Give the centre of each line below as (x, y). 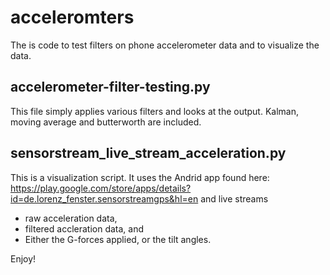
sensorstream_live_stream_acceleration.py (148, 153)
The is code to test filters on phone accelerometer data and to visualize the (165, 45)
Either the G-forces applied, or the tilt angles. (118, 239)
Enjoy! (23, 258)
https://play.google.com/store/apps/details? (101, 188)
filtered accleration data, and (84, 228)
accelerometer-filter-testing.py (110, 87)
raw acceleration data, (71, 218)
